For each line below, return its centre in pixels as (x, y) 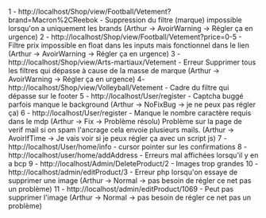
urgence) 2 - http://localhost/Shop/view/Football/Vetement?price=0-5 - (125, 37)
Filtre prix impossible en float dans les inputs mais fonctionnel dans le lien (129, 45)
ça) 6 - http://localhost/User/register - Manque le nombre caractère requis (130, 113)
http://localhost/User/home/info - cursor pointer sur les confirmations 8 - (128, 147)
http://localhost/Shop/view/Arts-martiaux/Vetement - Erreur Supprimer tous (132, 62)
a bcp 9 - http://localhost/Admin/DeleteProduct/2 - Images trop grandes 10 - (133, 163)
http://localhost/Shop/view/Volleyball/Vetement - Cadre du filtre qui (119, 88)
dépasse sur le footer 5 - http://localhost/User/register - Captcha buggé (126, 96)
